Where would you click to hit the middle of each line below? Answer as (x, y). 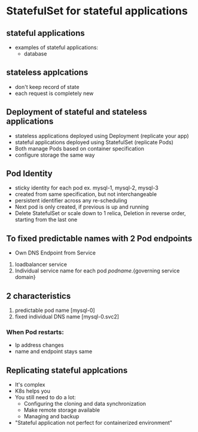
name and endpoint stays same (54, 351)
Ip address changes (39, 345)
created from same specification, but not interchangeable (86, 194)
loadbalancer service (41, 265)
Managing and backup (51, 416)
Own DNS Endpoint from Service (55, 253)
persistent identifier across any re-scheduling (71, 201)
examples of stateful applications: (57, 47)
